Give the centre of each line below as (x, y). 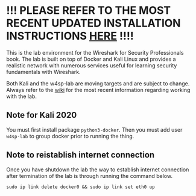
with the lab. (22, 96)
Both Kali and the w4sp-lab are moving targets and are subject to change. (98, 83)
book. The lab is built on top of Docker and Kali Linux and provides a (91, 59)
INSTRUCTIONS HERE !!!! (70, 36)
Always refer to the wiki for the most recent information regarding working (98, 90)
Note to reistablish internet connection (81, 155)
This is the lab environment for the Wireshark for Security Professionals (95, 52)
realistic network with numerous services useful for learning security (92, 65)
